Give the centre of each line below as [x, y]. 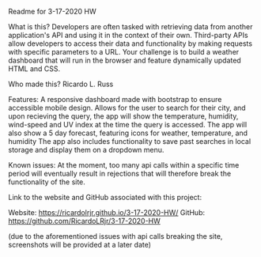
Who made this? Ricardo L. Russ [61, 84]
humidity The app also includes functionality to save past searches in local [130, 141]
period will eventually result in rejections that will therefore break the [120, 174]
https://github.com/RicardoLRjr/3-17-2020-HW [84, 221]
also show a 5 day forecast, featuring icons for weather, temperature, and [128, 133]
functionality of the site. [47, 182]
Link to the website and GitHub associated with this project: [105, 197]
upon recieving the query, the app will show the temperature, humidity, [123, 116]
